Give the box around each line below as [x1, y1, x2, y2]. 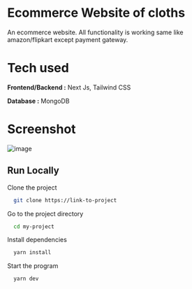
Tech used [7, 60, 70, 76]
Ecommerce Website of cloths [7, 5, 186, 21]
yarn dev [13, 275, 39, 283]
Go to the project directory [7, 209, 84, 218]
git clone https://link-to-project [13, 197, 117, 204]
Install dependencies [7, 236, 68, 244]
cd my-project [13, 223, 54, 230]
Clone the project [7, 183, 57, 192]
